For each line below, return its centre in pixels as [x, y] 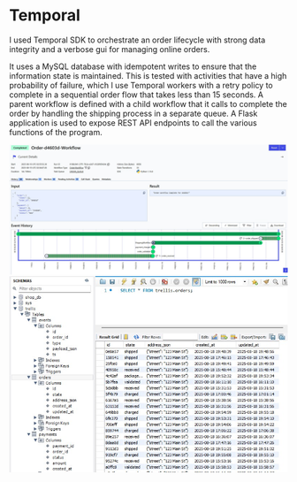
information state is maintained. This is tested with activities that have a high [148, 75]
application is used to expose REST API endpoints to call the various [133, 122]
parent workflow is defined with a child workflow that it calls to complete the [148, 103]
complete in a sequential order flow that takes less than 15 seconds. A [136, 95]
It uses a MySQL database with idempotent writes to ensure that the [133, 66]
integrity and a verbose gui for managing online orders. [110, 49]
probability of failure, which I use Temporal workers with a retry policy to [141, 85]
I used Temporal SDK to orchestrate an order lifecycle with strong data [137, 40]
